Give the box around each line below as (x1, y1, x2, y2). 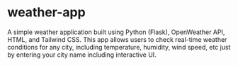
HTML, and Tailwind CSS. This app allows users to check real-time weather (7, 35, 227, 43)
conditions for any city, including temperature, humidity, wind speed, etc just (7, 43, 231, 51)
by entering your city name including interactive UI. (7, 50, 157, 59)
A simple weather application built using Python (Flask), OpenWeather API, (7, 28, 225, 36)
